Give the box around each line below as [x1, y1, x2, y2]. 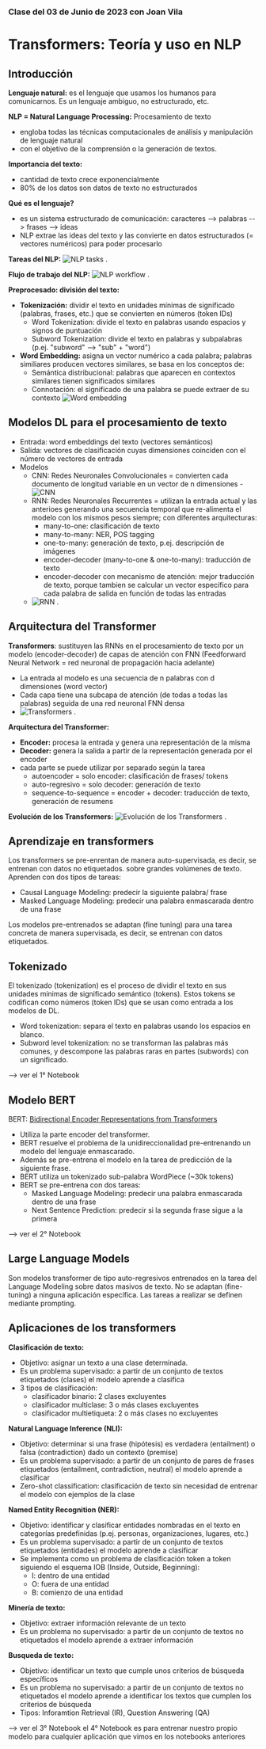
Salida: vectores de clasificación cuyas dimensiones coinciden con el [19, 445, 246, 455]
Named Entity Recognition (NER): [8, 1504, 120, 1515]
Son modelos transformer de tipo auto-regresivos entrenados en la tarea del [8, 1273, 257, 1282]
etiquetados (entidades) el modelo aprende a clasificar [19, 1545, 199, 1555]
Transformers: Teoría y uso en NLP [8, 36, 241, 54]
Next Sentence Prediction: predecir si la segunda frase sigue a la [31, 1205, 244, 1214]
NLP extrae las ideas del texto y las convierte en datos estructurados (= [19, 231, 254, 240]
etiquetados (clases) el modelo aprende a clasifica [19, 1374, 184, 1384]
